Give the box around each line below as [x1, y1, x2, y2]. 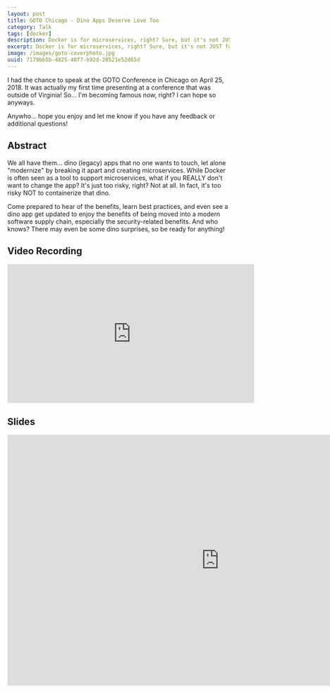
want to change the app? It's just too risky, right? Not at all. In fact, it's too [7, 181, 221, 189]
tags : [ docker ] [7, 30, 52, 37]
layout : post [7, 10, 46, 18]
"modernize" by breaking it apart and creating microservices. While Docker [7, 166, 226, 174]
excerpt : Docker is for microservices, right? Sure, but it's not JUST [7, 43, 222, 50]
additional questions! [7, 119, 68, 128]
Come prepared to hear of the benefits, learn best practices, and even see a [7, 202, 228, 210]
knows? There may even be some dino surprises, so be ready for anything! [7, 224, 225, 233]
